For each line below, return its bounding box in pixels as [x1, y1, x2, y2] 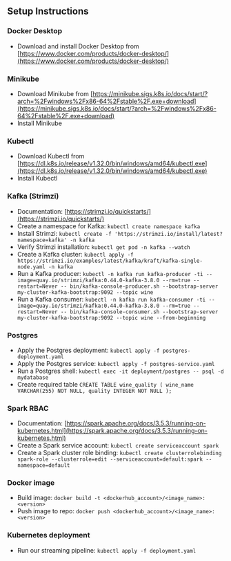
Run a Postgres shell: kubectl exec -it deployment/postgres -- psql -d [17, 367, 224, 375]
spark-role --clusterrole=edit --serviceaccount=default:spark [17, 456, 203, 463]
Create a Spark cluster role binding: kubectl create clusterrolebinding [17, 449, 222, 457]
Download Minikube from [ [17, 89, 93, 98]
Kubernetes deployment [7, 531, 91, 540]
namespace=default [17, 462, 70, 469]
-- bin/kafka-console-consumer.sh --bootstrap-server [61, 308, 219, 315]
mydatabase [17, 374, 49, 381]
